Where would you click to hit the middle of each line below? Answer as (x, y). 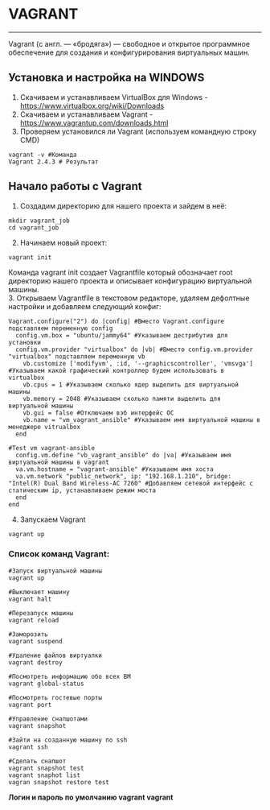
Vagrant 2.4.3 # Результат (53, 162)
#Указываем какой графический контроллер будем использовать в (117, 370)
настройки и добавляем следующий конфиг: (85, 306)
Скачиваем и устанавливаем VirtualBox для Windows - (114, 97)
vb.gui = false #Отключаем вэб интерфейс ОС (98, 413)
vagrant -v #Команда (43, 155)
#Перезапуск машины (41, 613)
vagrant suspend (35, 641)
